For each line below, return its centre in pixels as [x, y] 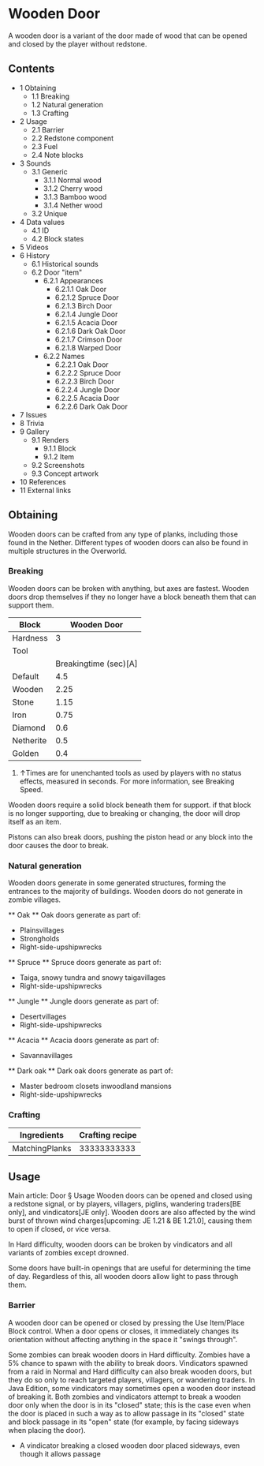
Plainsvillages [42, 930]
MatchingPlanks [42, 1149]
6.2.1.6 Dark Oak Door [90, 331]
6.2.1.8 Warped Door [88, 347]
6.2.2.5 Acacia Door [87, 398]
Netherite [30, 740]
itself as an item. [35, 821]
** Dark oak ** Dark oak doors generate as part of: [91, 1071]
